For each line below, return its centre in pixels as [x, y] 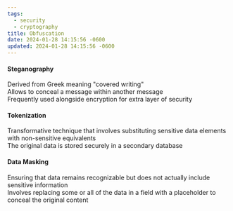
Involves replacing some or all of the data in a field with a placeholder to [112, 192]
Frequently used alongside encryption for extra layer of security [100, 100]
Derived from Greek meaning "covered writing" [76, 84]
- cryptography [36, 27]
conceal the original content [48, 200]
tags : [15, 14]
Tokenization [27, 115]
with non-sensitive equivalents [52, 138]
